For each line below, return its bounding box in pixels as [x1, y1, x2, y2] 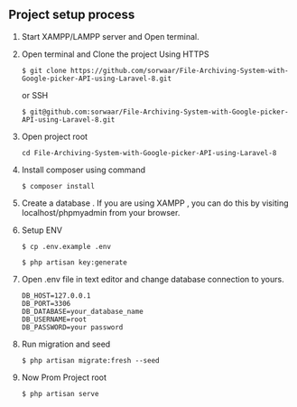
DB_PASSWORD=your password [21, 322, 124, 332]
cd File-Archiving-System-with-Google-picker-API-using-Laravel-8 [21, 148, 277, 157]
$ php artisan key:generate [21, 257, 127, 267]
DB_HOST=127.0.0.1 [21, 291, 91, 301]
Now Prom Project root [21, 372, 107, 383]
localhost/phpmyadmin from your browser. [21, 207, 181, 217]
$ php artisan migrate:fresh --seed [21, 356, 160, 365]
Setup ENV [21, 225, 62, 236]
